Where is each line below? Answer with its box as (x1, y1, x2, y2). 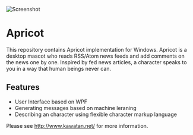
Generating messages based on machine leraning (14, 104, 137, 111)
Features (6, 82, 40, 92)
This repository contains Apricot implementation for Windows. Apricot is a (6, 46, 187, 53)
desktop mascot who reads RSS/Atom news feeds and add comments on (6, 52, 185, 59)
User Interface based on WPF (14, 98, 88, 105)
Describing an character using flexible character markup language (14, 111, 177, 118)
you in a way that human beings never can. (6, 65, 112, 72)
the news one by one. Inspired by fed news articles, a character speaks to (6, 58, 187, 65)
